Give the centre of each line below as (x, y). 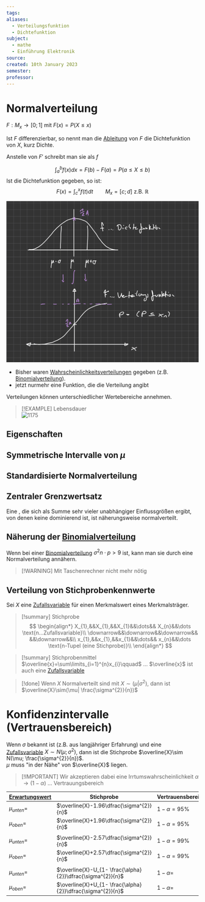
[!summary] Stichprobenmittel (59, 658)
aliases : (17, 19)
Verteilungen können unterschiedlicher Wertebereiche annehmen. (89, 396)
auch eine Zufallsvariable (53, 671)
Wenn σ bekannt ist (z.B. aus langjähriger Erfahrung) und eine (84, 744)
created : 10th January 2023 (42, 64)
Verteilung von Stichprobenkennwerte (81, 590)
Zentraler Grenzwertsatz (54, 497)
